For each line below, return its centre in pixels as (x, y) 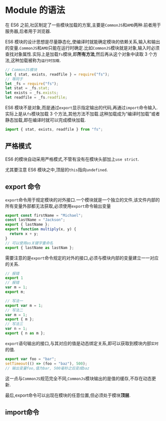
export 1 (14, 278)
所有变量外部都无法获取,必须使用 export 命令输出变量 (58, 206)
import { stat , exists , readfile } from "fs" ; (54, 130)
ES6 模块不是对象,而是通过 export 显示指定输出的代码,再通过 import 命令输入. (82, 108)
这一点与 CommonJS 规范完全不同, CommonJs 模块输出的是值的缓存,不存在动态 (79, 378)
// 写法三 (14, 324)
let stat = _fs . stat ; (28, 88)
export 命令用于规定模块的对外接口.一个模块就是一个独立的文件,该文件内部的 (83, 200)
